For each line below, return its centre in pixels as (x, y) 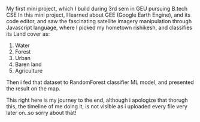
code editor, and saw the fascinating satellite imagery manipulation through (99, 21)
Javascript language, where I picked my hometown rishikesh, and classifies (99, 27)
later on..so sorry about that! (41, 113)
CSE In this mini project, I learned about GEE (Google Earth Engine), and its (98, 15)
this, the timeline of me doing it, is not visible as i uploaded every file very (97, 106)
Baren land (28, 64)
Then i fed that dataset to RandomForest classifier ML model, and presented (100, 82)
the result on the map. (34, 88)
